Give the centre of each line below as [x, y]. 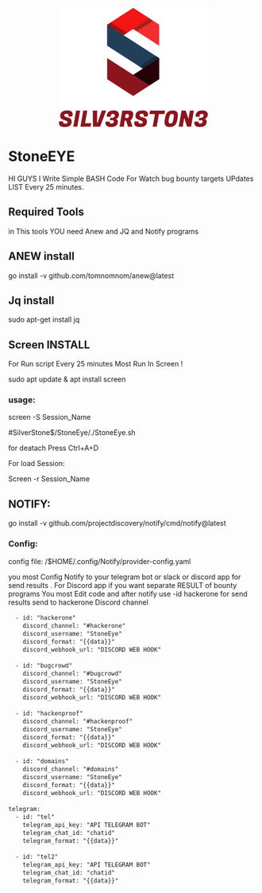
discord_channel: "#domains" [71, 769]
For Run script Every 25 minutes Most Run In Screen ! [96, 364]
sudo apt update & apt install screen [67, 379]
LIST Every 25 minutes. [46, 186]
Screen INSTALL [49, 345]
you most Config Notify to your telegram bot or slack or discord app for [125, 577]
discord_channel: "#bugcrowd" [73, 673]
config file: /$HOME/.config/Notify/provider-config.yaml [100, 561]
